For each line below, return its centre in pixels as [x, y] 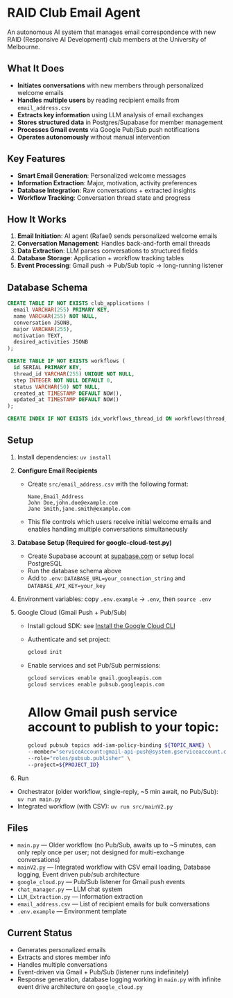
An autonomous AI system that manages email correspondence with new [112, 32]
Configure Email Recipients [57, 471]
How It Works [37, 219]
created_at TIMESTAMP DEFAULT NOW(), [68, 394]
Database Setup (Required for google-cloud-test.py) [94, 542]
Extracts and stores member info [64, 957]
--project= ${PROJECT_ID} [63, 765]
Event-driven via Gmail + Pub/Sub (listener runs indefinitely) [103, 972]
